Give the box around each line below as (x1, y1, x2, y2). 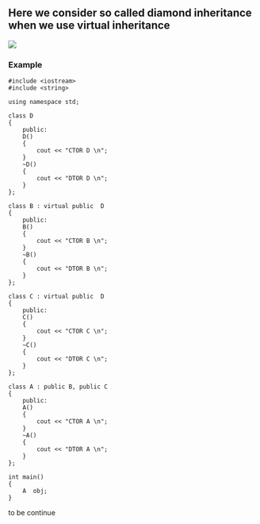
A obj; (22, 487, 48, 495)
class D (8, 112, 34, 120)
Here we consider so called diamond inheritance (8, 6, 252, 20)
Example (8, 59, 43, 70)
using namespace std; (8, 98, 80, 106)
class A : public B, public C (8, 383, 109, 391)
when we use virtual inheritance (8, 19, 170, 33)
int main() (8, 473, 44, 481)
